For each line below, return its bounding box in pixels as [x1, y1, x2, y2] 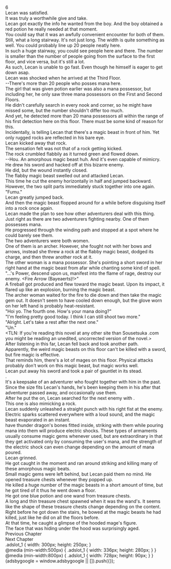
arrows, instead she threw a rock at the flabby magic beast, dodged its [5, 249, 154, 254]
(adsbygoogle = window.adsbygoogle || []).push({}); [5, 558, 115, 564]
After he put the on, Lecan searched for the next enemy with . [5, 395, 135, 401]
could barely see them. [5, 232, 54, 238]
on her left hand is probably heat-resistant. [5, 303, 95, 309]
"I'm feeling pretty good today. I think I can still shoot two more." [5, 314, 140, 320]
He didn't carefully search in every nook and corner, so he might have [5, 102, 152, 108]
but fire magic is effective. [5, 352, 60, 358]
